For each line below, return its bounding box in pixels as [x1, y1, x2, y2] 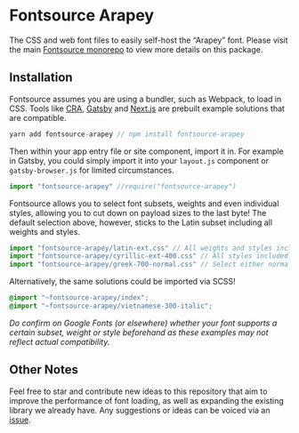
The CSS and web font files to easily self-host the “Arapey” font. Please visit [9, 35, 288, 45]
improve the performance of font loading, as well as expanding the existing [9, 395, 285, 405]
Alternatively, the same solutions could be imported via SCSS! [9, 277, 236, 287]
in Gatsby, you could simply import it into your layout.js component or [9, 155, 270, 165]
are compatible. [9, 112, 67, 123]
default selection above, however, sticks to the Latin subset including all [9, 217, 273, 228]
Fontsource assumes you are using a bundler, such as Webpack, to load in [9, 93, 282, 104]
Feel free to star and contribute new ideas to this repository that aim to [9, 386, 268, 397]
